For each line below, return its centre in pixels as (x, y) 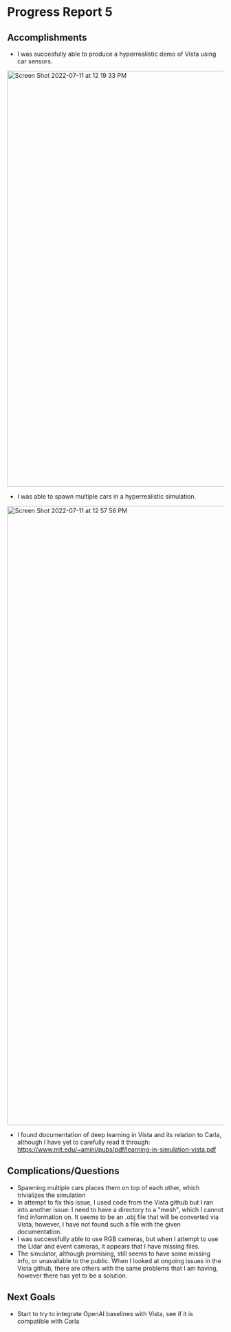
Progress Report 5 (60, 12)
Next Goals (31, 1297)
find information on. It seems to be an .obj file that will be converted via (118, 1217)
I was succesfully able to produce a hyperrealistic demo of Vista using (117, 54)
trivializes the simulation (51, 1195)
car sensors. (35, 61)
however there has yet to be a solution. (72, 1276)
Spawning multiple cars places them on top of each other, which (108, 1187)
